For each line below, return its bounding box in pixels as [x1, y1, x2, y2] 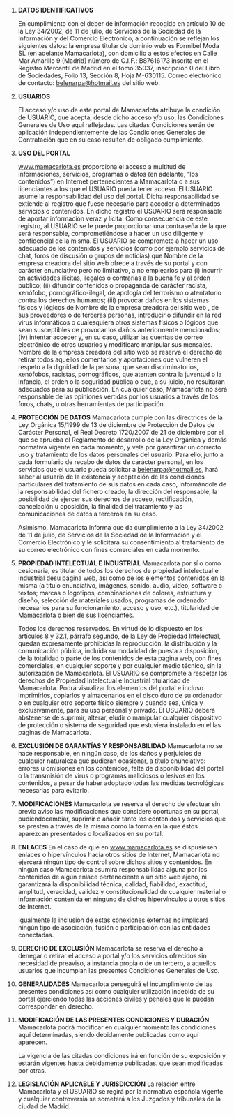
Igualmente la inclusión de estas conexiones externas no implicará [17, 916, 209, 924]
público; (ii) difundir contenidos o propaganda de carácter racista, [17, 281, 208, 289]
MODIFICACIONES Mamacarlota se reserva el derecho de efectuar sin [17, 800, 221, 808]
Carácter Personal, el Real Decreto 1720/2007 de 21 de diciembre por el [17, 429, 224, 436]
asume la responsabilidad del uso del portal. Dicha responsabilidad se [17, 192, 219, 200]
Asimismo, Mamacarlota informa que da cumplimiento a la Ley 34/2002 [17, 523, 224, 531]
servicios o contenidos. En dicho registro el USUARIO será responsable [17, 207, 223, 215]
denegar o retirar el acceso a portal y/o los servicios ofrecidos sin [17, 952, 208, 960]
